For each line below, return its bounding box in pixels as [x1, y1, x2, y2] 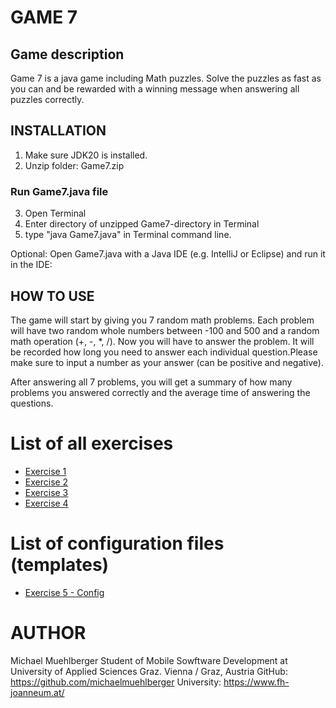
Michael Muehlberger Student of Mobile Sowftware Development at [10, 654, 288, 666]
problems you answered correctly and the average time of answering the [10, 386, 311, 398]
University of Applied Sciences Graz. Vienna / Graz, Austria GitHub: [10, 665, 288, 677]
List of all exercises [10, 432, 174, 455]
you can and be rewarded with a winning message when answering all [10, 83, 300, 95]
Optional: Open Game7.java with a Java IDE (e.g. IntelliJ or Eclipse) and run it [10, 248, 326, 260]
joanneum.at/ [10, 686, 65, 698]
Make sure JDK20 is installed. [24, 149, 148, 161]
